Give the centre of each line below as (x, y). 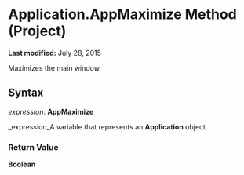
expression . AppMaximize (51, 111)
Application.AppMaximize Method (122, 15)
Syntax (26, 93)
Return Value (33, 147)
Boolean (22, 164)
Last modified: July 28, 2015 (55, 53)
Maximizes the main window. (55, 67)
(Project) (37, 31)
